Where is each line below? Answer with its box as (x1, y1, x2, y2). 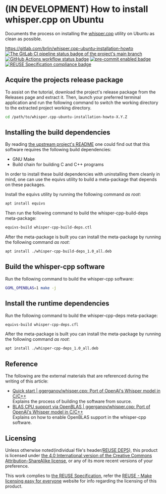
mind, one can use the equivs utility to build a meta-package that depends (5, 177, 157, 183)
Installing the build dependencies (5, 128, 111, 137)
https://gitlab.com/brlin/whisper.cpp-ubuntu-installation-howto (5, 45, 134, 51)
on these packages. (5, 182, 46, 188)
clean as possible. (5, 36, 42, 42)
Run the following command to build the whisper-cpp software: (5, 276, 134, 282)
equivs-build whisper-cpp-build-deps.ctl (5, 225, 92, 230)
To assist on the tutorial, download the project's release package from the (5, 89, 156, 95)
